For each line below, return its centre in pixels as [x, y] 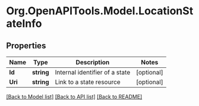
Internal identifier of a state [93, 72]
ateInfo [24, 24]
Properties [26, 46]
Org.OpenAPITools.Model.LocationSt [100, 11]
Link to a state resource [88, 82]
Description [93, 62]
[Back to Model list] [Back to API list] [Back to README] [74, 97]
